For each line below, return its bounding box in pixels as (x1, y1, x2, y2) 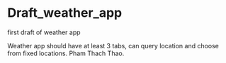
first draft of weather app (7, 28, 81, 36)
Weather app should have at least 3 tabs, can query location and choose (7, 41, 220, 50)
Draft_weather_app (7, 5, 123, 21)
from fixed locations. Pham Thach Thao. (7, 49, 125, 57)
